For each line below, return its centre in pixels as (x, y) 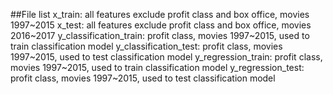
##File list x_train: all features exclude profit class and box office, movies (160, 14)
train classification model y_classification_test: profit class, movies (146, 46)
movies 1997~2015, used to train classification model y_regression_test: (157, 67)
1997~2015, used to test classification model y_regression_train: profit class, (166, 57)
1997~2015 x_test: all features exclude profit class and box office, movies (161, 25)
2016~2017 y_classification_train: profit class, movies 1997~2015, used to (160, 35)
